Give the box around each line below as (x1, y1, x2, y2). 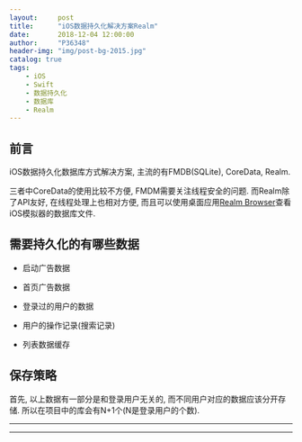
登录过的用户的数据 (22, 301, 94, 311)
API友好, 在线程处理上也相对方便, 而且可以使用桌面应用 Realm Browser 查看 (16, 197, 292, 208)
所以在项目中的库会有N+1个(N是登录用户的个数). (21, 404, 200, 415)
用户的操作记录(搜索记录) (22, 320, 116, 330)
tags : (9, 64, 30, 73)
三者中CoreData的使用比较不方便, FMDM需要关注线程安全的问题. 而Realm (9, 185, 282, 196)
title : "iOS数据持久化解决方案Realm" (9, 22, 159, 31)
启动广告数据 (22, 262, 70, 273)
